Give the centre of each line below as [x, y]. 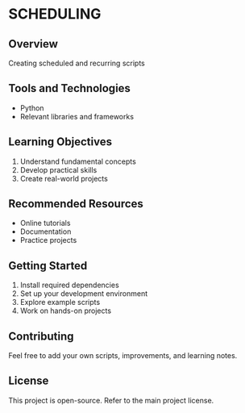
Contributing [41, 336]
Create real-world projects [64, 178]
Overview [33, 44]
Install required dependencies [69, 285]
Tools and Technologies [70, 88]
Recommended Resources [76, 204]
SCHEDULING [55, 14]
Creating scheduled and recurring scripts [77, 63]
